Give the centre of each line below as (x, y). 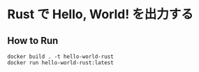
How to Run (33, 40)
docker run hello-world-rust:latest (60, 63)
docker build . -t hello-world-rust (60, 57)
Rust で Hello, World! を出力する (101, 14)
